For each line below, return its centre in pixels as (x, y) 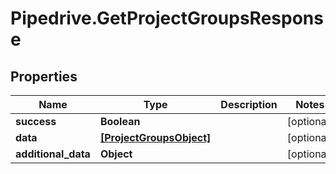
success (36, 121)
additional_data (53, 154)
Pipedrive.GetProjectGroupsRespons (167, 18)
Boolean (120, 121)
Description (249, 104)
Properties (44, 76)
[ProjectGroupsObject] (155, 137)
